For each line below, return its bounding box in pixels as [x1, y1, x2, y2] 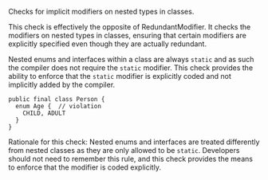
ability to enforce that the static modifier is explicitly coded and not [8, 72, 231, 80]
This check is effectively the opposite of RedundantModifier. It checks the [8, 22, 251, 31]
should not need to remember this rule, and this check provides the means [8, 155, 254, 163]
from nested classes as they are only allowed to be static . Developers [8, 146, 240, 155]
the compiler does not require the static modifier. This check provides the [8, 63, 254, 72]
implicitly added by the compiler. [8, 80, 116, 89]
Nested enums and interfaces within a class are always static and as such [8, 55, 254, 64]
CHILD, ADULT [22, 109, 66, 117]
